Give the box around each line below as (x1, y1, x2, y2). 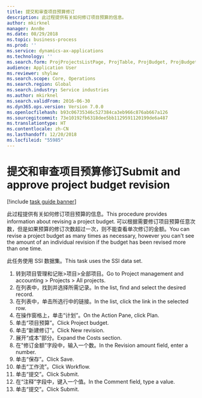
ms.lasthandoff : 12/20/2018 (7, 131, 77, 138)
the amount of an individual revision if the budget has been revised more (7, 238, 186, 246)
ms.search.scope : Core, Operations (7, 76, 96, 82)
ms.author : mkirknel (7, 92, 59, 98)
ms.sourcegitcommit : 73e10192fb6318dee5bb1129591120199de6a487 (7, 115, 168, 121)
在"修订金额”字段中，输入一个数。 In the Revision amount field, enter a (15, 342, 188, 349)
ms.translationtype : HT (7, 121, 67, 127)
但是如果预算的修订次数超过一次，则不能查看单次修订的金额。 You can (17, 225, 190, 232)
